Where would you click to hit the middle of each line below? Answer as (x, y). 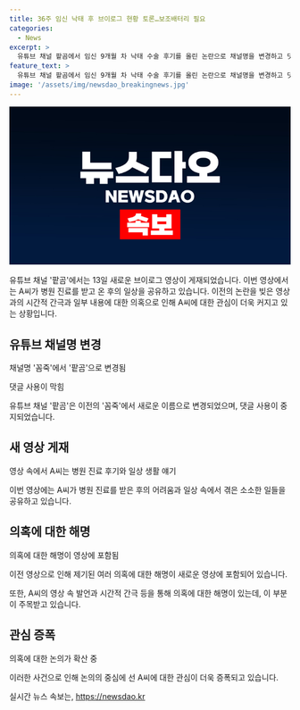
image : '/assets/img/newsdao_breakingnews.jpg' (100, 85)
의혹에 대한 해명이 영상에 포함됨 (64, 555)
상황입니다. (38, 313)
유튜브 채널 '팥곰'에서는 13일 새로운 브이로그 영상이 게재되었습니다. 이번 (133, 280)
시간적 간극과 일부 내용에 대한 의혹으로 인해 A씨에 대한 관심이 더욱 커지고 (152, 303)
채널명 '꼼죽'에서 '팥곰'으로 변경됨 (68, 368)
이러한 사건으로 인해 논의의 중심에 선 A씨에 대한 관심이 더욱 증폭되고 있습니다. (144, 677)
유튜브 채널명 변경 (55, 344)
